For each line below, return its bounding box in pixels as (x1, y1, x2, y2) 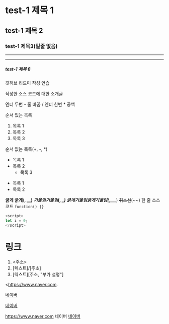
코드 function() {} (5, 203, 44, 209)
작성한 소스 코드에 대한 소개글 (5, 90, 63, 96)
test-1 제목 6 (5, 66, 31, 72)
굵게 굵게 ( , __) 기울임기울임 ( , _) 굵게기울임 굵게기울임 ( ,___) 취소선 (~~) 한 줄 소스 (5, 197, 160, 203)
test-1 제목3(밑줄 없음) (5, 42, 58, 49)
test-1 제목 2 (5, 26, 43, 35)
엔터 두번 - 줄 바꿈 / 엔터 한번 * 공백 (5, 101, 75, 107)
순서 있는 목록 (5, 112, 33, 118)
